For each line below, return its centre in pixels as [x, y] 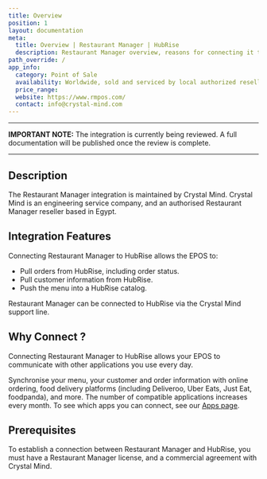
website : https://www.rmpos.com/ [71, 97]
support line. [29, 312]
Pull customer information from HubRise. [86, 279]
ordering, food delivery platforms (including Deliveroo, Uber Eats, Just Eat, [130, 388]
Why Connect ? [47, 337]
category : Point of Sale [56, 75]
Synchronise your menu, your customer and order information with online [128, 380]
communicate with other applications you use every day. [101, 364]
